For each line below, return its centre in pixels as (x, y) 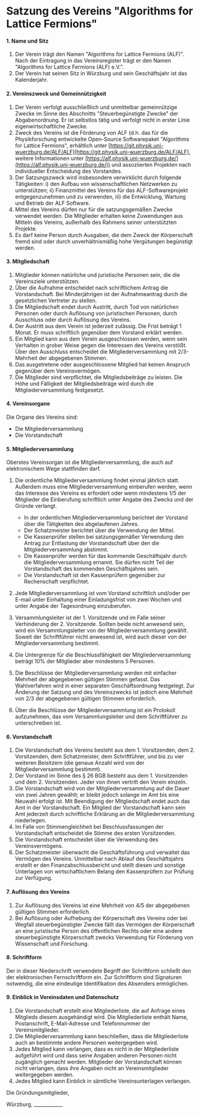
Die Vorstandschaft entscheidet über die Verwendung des (87, 840)
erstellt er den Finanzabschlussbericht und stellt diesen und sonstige (100, 865)
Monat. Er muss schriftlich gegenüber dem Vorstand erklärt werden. (99, 332)
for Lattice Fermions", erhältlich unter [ (63, 145)
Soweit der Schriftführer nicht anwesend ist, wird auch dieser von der (101, 637)
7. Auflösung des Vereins (38, 892)
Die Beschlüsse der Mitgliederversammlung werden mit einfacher (96, 673)
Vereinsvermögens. (39, 846)
